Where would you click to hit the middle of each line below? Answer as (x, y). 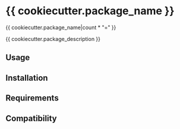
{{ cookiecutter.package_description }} (53, 39)
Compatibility (31, 118)
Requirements (32, 98)
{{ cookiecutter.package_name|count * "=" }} (61, 27)
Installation (27, 78)
